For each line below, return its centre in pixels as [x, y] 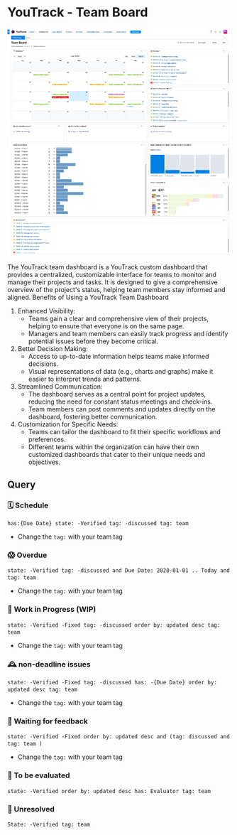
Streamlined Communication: [60, 387]
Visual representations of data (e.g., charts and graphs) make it [121, 372]
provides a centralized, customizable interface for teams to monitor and [112, 275]
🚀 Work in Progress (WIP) [52, 610]
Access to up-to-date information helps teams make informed [118, 357]
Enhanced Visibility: [46, 311]
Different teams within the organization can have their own [114, 447]
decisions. [43, 364]
